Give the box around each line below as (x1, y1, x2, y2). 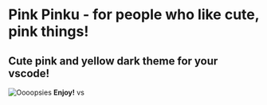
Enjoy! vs (53, 87, 85, 97)
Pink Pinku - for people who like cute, (8, 6, 260, 24)
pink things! (8, 22, 89, 41)
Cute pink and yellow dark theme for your (8, 54, 218, 68)
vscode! (8, 66, 50, 80)
